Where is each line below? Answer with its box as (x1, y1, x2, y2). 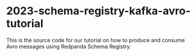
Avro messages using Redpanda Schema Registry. (6, 43, 131, 50)
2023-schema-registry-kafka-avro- (6, 4, 191, 18)
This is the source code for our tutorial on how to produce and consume (6, 36, 185, 43)
